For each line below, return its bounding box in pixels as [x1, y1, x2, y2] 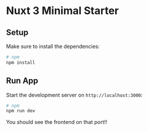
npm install [6, 60, 35, 65]
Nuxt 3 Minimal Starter [6, 4, 119, 18]
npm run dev [6, 108, 35, 114]
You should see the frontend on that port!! [6, 119, 107, 126]
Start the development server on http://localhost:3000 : [6, 91, 143, 98]
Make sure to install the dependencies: [6, 43, 100, 50]
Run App [6, 76, 39, 86]
